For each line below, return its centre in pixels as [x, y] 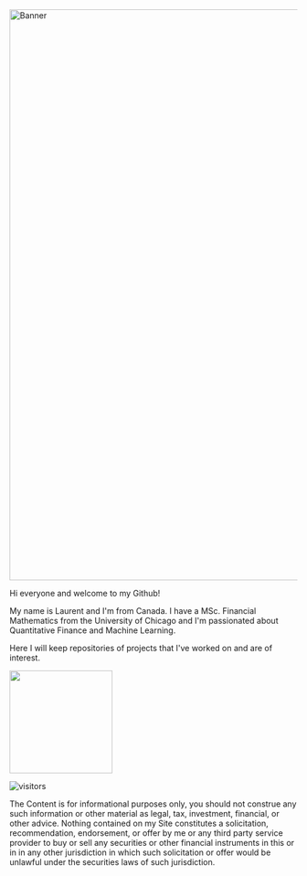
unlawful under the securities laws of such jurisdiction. [112, 862]
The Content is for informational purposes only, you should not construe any [153, 804]
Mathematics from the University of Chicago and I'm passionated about [144, 621]
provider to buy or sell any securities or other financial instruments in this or [152, 843]
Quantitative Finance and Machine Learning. [93, 630]
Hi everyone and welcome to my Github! [85, 593]
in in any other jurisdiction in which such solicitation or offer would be [140, 852]
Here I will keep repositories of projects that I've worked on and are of [141, 648]
